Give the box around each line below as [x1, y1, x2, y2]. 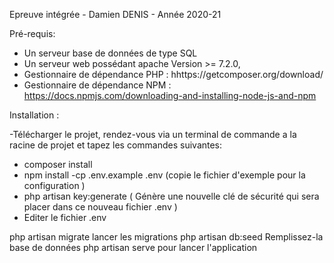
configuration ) [23, 180, 86, 191]
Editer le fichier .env [23, 212, 107, 223]
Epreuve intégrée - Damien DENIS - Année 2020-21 [9, 9, 222, 20]
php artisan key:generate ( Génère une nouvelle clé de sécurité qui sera [23, 190, 320, 202]
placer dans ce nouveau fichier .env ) [23, 201, 178, 213]
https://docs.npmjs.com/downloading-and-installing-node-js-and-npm [23, 90, 317, 101]
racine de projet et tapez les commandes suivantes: [9, 139, 223, 151]
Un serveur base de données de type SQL [23, 47, 198, 59]
